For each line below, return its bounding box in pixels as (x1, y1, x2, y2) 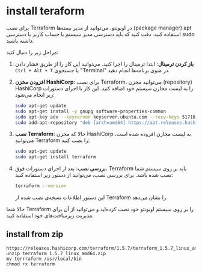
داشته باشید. (6, 37, 34, 44)
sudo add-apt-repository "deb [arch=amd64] (14, 119, 126, 126)
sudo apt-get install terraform (14, 154, 96, 160)
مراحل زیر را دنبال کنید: (6, 48, 59, 55)
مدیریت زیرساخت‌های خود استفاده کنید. (6, 212, 94, 219)
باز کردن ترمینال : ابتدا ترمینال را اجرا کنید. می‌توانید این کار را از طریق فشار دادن (14, 60, 194, 67)
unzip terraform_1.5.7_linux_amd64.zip (6, 250, 106, 256)
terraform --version (14, 183, 67, 189)
